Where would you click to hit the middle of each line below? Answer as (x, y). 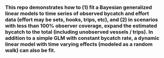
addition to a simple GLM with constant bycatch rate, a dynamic (82, 38)
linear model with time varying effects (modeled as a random (79, 44)
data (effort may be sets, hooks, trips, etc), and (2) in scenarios (82, 20)
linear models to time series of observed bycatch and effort (77, 13)
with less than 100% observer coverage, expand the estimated (81, 26)
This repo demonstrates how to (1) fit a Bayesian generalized (79, 7)
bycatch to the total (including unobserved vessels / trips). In (79, 32)
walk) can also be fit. (30, 50)
